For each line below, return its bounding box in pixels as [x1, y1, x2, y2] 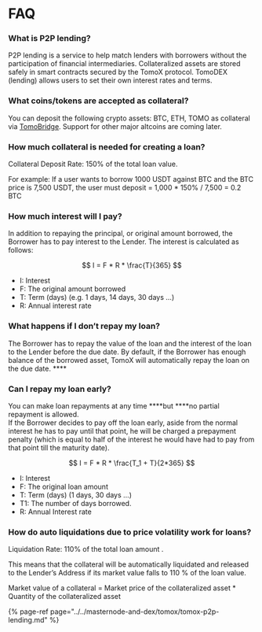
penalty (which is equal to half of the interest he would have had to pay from [8, 434, 255, 444]
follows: [8, 246, 34, 255]
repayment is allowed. [8, 409, 80, 419]
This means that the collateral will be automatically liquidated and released [8, 560, 249, 569]
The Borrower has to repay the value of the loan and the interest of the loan [8, 338, 253, 348]
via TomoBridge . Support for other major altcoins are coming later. [8, 121, 222, 131]
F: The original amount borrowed [19, 284, 126, 294]
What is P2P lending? [8, 33, 92, 44]
